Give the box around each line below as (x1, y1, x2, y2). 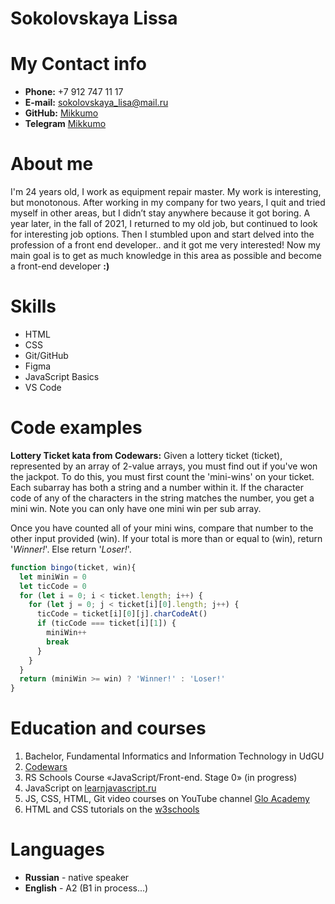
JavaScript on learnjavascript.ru (24, 782, 157, 794)
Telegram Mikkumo (24, 118, 107, 130)
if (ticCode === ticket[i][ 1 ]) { (36, 618, 177, 629)
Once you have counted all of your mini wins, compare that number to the (10, 522, 314, 534)
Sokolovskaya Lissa (10, 7, 178, 30)
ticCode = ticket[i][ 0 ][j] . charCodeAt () (36, 609, 208, 619)
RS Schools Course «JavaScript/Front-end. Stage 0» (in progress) (24, 772, 298, 784)
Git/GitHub (24, 350, 69, 361)
